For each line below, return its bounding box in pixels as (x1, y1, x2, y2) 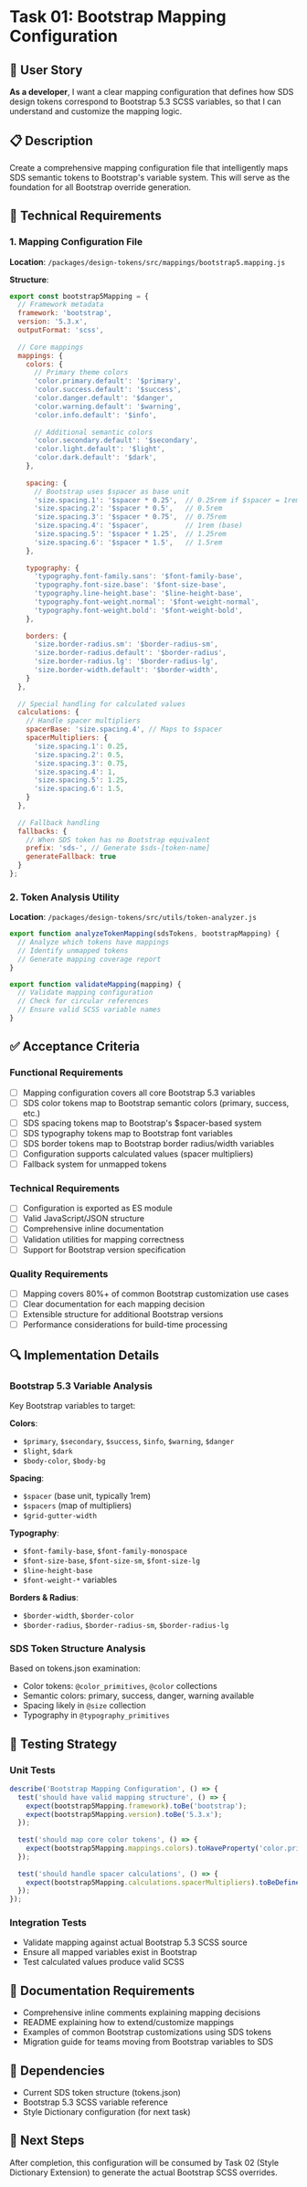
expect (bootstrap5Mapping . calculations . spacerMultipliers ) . (26, 1877, 259, 1887)
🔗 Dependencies (9, 2063, 105, 2078)
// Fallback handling (17, 818, 101, 828)
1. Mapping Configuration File (9, 236, 143, 248)
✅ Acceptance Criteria (9, 1039, 140, 1054)
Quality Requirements (9, 1267, 109, 1280)
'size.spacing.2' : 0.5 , (33, 750, 125, 759)
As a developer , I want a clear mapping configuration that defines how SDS (9, 87, 294, 97)
